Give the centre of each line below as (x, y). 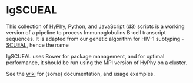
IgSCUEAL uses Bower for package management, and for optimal (85, 56)
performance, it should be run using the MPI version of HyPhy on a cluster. (96, 63)
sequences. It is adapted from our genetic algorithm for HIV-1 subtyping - (95, 39)
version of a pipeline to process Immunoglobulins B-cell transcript (86, 32)
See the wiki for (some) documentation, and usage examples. (80, 74)
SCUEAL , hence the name (37, 45)
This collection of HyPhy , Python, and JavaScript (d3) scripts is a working (95, 26)
